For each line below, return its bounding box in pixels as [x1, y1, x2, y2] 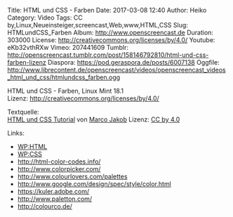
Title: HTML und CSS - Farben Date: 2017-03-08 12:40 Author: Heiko [7, 6, 207, 14]
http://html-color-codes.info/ [17, 157, 101, 166]
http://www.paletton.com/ [17, 195, 93, 203]
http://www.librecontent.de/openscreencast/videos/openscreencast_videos [7, 66, 226, 74]
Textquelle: [7, 108, 40, 116]
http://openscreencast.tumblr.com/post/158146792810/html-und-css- [7, 51, 209, 59]
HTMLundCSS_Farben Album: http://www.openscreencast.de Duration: [7, 28, 214, 37]
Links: [7, 129, 25, 137]
